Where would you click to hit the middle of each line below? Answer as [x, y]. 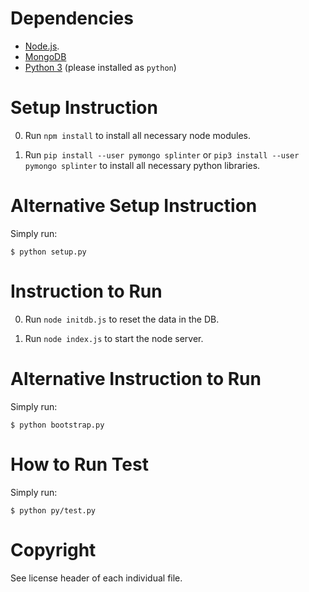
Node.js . [42, 46]
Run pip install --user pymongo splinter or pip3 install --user [162, 154]
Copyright [53, 549]
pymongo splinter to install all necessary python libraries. [142, 165]
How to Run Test [79, 464]
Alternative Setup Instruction [134, 206]
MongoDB [45, 56]
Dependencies [72, 18]
